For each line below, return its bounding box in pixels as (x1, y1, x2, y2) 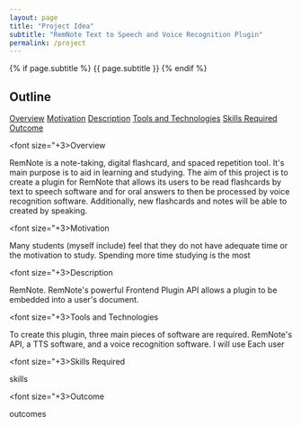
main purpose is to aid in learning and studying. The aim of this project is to (9, 168, 289, 178)
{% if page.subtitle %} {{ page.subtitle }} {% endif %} (9, 63, 208, 74)
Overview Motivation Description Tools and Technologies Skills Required (9, 113, 278, 124)
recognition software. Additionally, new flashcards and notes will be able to (9, 195, 288, 207)
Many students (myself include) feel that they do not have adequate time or (9, 240, 288, 251)
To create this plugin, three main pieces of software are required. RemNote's (9, 330, 293, 340)
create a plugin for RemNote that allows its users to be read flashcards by (9, 177, 281, 187)
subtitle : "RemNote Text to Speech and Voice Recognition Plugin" (9, 30, 263, 39)
